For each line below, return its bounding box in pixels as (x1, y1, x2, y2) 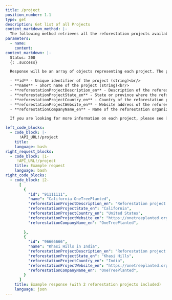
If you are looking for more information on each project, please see (10, 116, 164, 121)
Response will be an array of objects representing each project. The (10, 69, 164, 74)
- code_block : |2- (10, 177, 50, 182)
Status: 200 (10, 55, 36, 60)
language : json (14, 287, 47, 292)
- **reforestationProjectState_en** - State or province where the (10, 93, 157, 98)
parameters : (5, 36, 31, 41)
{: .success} (10, 60, 38, 65)
